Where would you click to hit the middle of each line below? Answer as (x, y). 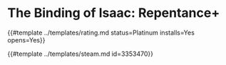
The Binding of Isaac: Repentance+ (114, 13)
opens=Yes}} (26, 40)
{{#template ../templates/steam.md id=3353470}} (80, 54)
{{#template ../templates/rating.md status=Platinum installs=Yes (101, 32)
